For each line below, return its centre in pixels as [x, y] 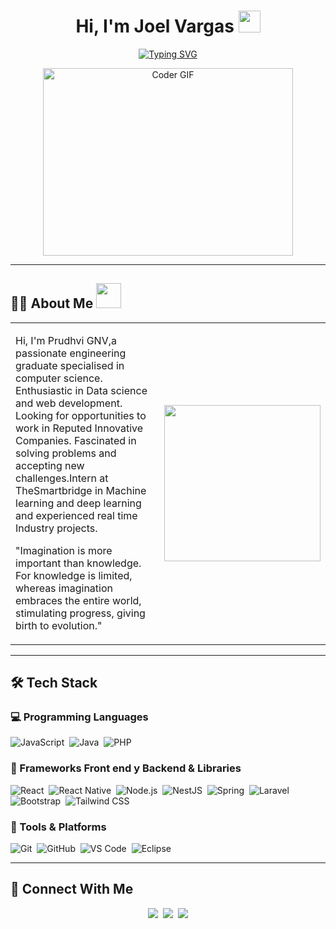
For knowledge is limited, [74, 575]
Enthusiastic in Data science [81, 390]
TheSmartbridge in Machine [81, 490]
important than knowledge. [78, 563]
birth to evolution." [59, 625]
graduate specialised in [70, 365]
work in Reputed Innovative [79, 428]
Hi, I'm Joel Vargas [155, 26]
